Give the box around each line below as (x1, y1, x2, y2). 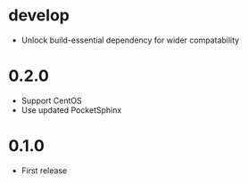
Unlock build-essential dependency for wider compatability (21, 35, 240, 45)
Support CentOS (21, 95, 82, 106)
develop (8, 5, 70, 26)
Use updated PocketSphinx (21, 104, 122, 115)
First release (21, 165, 68, 176)
